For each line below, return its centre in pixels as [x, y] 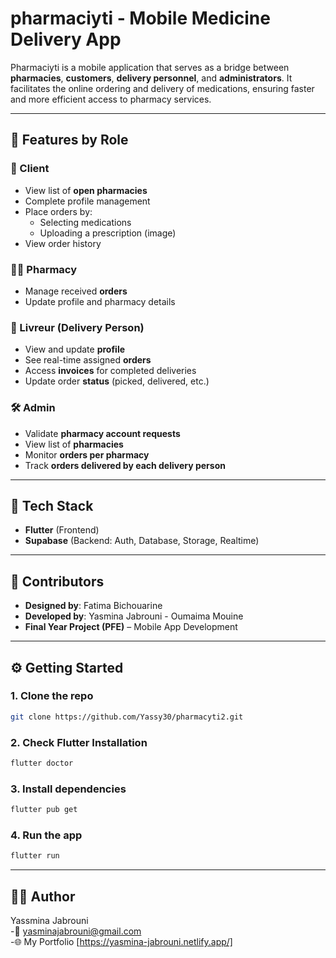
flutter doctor [42, 763]
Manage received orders [76, 291]
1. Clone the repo [52, 696]
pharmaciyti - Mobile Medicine [140, 18]
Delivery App [66, 39]
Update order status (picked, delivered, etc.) [117, 381]
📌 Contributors [57, 581]
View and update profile [75, 349]
